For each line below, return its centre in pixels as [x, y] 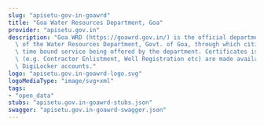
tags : [17, 88]
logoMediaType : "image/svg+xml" [61, 81]
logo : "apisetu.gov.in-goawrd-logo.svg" [75, 74]
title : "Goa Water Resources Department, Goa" [86, 23]
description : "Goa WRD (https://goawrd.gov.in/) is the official [117, 37]
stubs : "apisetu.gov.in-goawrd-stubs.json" [81, 103]
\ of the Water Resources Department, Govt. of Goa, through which [128, 45]
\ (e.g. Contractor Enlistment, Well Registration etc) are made [125, 59]
